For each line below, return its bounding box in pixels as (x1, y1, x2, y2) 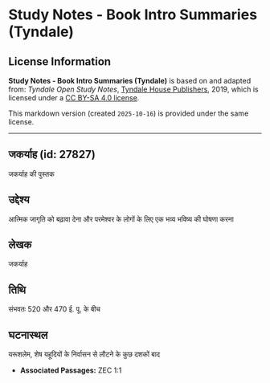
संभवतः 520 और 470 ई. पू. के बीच (8, 304, 100, 314)
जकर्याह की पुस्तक (8, 169, 55, 178)
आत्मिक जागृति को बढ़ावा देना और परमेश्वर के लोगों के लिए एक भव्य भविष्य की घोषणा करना (8, 214, 235, 224)
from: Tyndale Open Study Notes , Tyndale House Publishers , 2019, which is (8, 84, 259, 94)
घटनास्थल (8, 328, 48, 342)
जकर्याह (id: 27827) (8, 148, 96, 161)
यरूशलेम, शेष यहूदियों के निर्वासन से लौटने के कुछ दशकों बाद (8, 349, 161, 359)
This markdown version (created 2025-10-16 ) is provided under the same (8, 108, 249, 118)
